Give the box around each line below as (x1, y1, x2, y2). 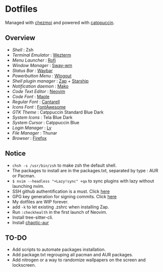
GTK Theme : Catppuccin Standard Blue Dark (12, 109, 104, 115)
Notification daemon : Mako (12, 83, 69, 89)
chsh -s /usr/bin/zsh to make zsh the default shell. (12, 162, 117, 168)
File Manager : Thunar (12, 130, 57, 136)
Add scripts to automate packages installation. (12, 247, 106, 252)
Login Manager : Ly (12, 125, 52, 131)
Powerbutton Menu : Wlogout (12, 72, 72, 79)
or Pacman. (12, 173, 36, 179)
